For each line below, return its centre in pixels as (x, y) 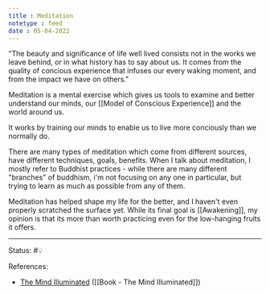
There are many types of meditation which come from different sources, (128, 152)
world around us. (37, 112)
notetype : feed (35, 23)
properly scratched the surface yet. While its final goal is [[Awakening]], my (133, 210)
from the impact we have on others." (69, 79)
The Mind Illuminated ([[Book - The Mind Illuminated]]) (110, 282)
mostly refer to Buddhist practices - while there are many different (118, 169)
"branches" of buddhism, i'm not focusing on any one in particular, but (125, 177)
